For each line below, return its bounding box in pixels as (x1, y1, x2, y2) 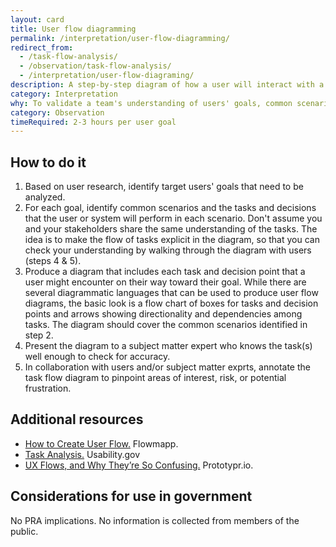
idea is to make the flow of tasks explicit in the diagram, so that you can (24, 234, 320, 246)
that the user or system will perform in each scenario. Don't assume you (24, 212, 323, 225)
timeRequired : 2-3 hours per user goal (10, 117, 177, 127)
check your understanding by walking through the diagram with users (24, 244, 312, 256)
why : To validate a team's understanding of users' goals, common (10, 98, 293, 108)
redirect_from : (10, 42, 74, 53)
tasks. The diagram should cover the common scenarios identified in (24, 319, 308, 331)
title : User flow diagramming (10, 24, 137, 34)
